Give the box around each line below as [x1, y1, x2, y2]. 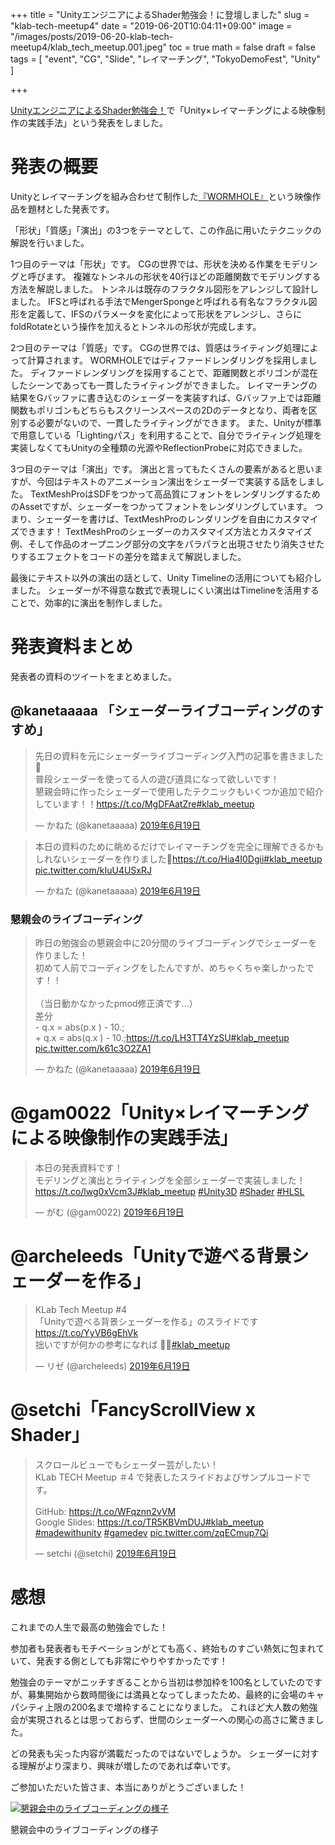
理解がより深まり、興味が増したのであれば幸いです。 [18, 1759, 237, 1772]
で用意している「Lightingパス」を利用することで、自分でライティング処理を [10, 429, 323, 441]
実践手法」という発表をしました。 [27, 117, 168, 128]
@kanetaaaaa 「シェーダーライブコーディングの [10, 703, 311, 720]
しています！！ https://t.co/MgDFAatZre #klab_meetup [34, 798, 255, 810]
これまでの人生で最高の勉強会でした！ [10, 1621, 168, 1633]
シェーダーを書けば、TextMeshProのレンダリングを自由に [36, 513, 275, 525]
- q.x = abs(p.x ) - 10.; [34, 1021, 125, 1033]
